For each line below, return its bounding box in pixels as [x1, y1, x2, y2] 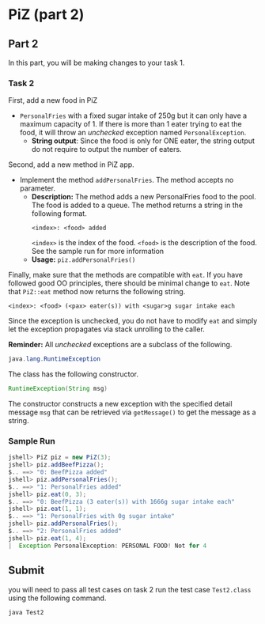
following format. [31, 209, 87, 218]
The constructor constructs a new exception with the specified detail [8, 399, 233, 409]
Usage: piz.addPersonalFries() [31, 255, 136, 264]
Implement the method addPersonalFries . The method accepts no [19, 176, 234, 185]
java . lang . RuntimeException [8, 355, 101, 363]
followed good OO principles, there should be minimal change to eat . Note [8, 278, 251, 288]
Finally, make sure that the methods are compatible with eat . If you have [8, 270, 244, 280]
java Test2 [8, 608, 44, 616]
